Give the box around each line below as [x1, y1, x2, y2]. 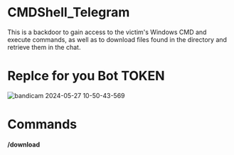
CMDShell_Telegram [7, 4, 130, 21]
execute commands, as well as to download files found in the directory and [7, 35, 228, 43]
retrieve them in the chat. [7, 43, 81, 51]
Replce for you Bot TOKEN [7, 68, 165, 84]
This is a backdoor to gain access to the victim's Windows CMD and [7, 28, 207, 36]
